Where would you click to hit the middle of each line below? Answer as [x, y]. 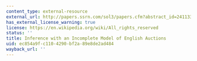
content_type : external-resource [47, 11]
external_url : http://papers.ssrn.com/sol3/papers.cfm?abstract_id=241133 [99, 17]
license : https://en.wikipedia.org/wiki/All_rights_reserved [82, 28]
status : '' [19, 33]
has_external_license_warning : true [51, 22]
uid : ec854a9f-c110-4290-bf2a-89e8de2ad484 [60, 44]
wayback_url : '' [26, 49]
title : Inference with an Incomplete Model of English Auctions [86, 38]
